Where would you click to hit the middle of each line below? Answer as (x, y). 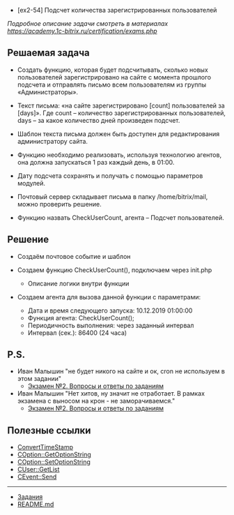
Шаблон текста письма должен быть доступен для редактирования (118, 134)
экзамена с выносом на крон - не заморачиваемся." (96, 401)
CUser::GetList (38, 470)
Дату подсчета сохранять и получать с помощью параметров (110, 176)
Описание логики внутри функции (78, 283)
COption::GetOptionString (54, 455)
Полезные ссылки (49, 430)
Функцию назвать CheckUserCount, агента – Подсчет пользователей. (120, 217)
